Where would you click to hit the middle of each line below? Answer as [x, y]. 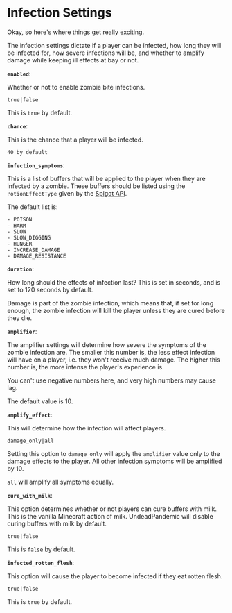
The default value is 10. [40, 401]
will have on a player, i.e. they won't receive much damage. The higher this [114, 360]
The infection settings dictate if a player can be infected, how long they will [114, 45]
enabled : [19, 74]
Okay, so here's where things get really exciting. [75, 32]
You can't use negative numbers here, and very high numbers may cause [111, 380]
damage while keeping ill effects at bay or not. [73, 60]
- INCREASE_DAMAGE [34, 250]
